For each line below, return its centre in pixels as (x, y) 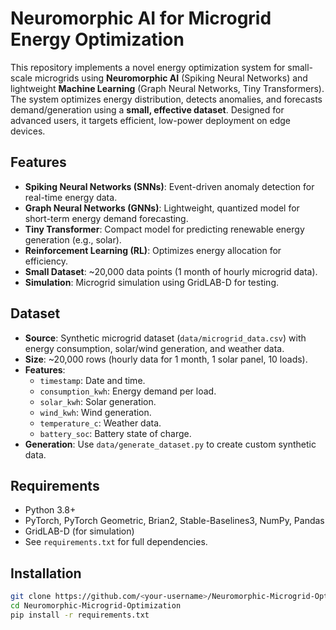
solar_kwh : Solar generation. (98, 401)
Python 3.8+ (50, 510)
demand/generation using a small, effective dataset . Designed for (147, 109)
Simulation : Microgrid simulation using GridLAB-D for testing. (152, 282)
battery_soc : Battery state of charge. (115, 433)
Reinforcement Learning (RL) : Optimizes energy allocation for (153, 250)
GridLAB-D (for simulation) (79, 531)
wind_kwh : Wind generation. (95, 412)
